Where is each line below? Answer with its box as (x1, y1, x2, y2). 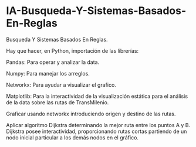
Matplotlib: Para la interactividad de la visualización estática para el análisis (6, 93, 188, 100)
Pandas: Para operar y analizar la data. (6, 59, 100, 66)
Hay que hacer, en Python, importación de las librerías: (6, 47, 139, 54)
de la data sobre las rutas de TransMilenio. (6, 98, 109, 106)
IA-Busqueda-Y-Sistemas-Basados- (6, 4, 187, 18)
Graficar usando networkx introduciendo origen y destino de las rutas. (6, 110, 176, 117)
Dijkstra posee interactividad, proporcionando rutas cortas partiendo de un (6, 128, 187, 135)
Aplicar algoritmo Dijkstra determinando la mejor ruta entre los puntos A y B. (6, 121, 191, 128)
